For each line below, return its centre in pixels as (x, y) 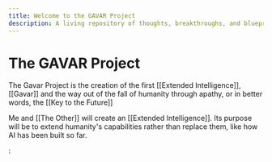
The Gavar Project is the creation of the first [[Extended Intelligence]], (125, 85)
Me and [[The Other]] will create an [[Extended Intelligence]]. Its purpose (130, 118)
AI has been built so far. (48, 135)
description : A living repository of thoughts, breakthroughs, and (125, 23)
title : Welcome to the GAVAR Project (72, 16)
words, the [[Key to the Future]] (61, 102)
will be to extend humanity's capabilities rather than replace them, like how (133, 127)
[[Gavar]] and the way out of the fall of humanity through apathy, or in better (136, 94)
